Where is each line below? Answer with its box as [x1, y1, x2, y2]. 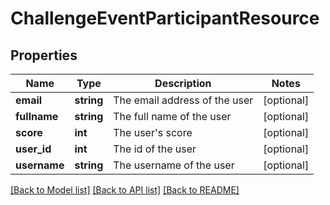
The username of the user [113, 158, 235, 172]
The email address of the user [113, 93, 254, 107]
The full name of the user [113, 110, 232, 123]
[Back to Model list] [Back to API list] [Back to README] [10, 184, 240, 196]
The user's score [113, 126, 193, 139]
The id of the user [113, 142, 197, 156]
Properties [10, 47, 78, 64]
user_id [15, 142, 52, 156]
